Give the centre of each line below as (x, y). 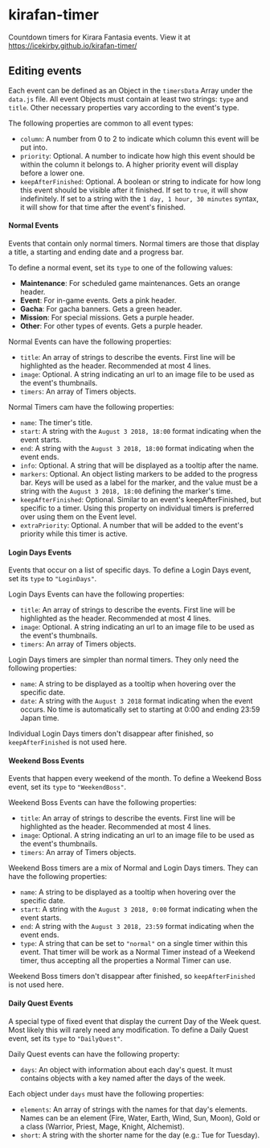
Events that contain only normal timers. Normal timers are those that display (134, 243)
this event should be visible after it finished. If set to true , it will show (134, 190)
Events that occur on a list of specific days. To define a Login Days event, (130, 570)
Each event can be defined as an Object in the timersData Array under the (131, 90)
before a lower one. (52, 173)
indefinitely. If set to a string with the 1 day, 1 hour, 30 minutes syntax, (139, 198)
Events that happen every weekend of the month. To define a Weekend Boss (135, 778)
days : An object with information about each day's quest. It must (126, 1069)
